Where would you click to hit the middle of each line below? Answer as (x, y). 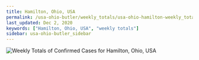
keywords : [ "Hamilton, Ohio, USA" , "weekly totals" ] (73, 28)
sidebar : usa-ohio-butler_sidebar (49, 34)
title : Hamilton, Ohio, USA (41, 12)
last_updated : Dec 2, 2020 (39, 23)
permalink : (20, 17)
